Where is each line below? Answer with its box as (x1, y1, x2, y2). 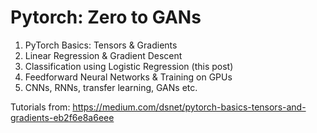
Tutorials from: (10, 101, 71, 113)
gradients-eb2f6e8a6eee (10, 111, 115, 123)
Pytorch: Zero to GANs (10, 6, 202, 29)
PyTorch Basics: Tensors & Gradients (24, 39, 178, 51)
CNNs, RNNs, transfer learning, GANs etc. (24, 81, 198, 93)
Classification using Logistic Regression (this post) (24, 60, 234, 72)
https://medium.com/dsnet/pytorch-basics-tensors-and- (72, 101, 307, 113)
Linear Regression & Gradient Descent (24, 49, 183, 61)
